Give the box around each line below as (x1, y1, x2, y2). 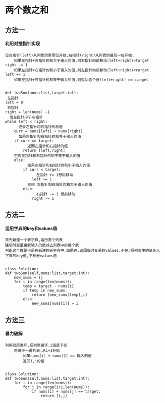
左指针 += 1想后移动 (36, 172, 73, 177)
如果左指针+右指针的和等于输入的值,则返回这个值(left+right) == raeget (14, 77, 149, 82)
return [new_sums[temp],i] (31, 292, 88, 297)
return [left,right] (23, 148, 65, 153)
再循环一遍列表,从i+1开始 (14, 348, 60, 353)
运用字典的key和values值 (5, 225, 57, 231)
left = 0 (5, 100, 23, 105)
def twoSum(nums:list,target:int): (5, 90, 79, 95)
